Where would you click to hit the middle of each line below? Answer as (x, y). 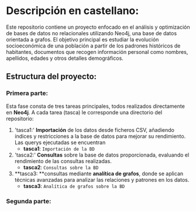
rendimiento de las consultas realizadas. (63, 161)
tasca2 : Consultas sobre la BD (61, 167)
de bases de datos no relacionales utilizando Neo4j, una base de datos (92, 33)
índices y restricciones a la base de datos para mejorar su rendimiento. (100, 136)
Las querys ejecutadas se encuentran (60, 142)
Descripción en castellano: (73, 11)
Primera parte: (27, 93)
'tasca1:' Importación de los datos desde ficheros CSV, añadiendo (94, 130)
